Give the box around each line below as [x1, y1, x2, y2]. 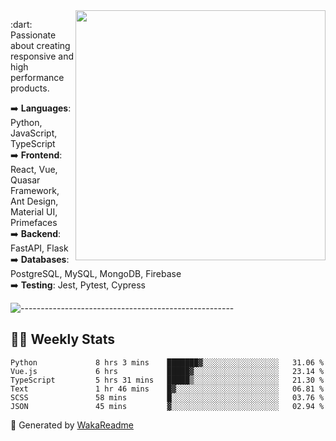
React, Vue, [10, 164, 58, 175]
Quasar [10, 174, 41, 186]
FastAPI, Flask [10, 242, 69, 254]
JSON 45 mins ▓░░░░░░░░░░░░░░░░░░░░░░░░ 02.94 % [10, 401, 325, 411]
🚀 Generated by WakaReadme [10, 419, 134, 431]
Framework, [10, 185, 60, 196]
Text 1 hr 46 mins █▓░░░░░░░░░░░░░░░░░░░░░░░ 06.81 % [10, 384, 325, 394]
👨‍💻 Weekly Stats [10, 331, 116, 348]
